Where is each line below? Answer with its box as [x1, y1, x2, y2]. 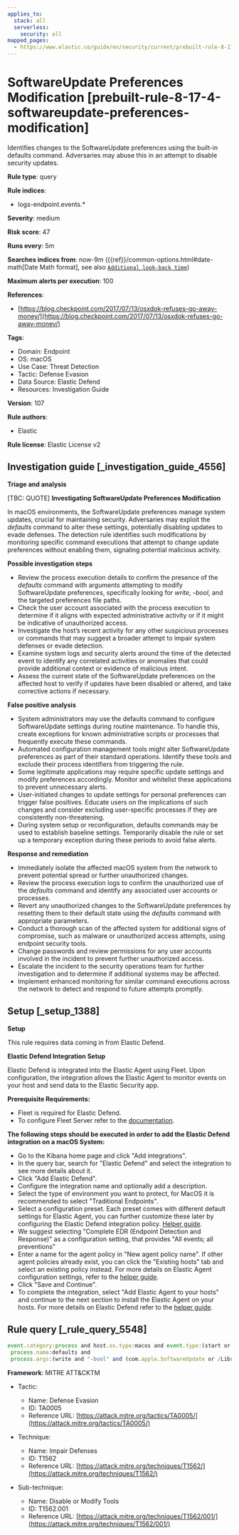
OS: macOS [17, 355, 52, 363]
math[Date [7, 262, 38, 271]
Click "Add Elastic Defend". [17, 1174, 97, 1183]
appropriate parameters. [17, 916, 90, 924]
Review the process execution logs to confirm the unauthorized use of [17, 878, 224, 887]
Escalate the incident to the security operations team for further [17, 962, 205, 970]
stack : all [14, 17, 46, 24]
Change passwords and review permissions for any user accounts [17, 947, 212, 955]
